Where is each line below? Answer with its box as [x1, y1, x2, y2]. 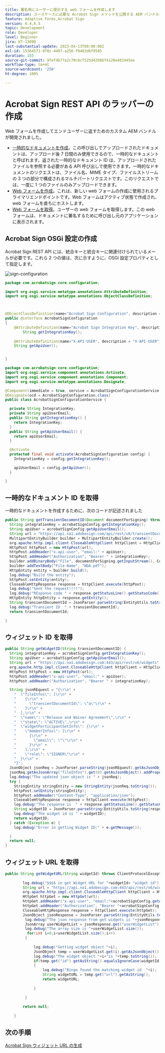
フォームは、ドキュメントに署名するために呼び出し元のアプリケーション [12, 213, 159, 218]
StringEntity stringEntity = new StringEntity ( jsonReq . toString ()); [14, 784, 157, 789]
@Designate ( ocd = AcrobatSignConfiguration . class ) [5, 393, 111, 398]
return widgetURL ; [42, 977, 80, 982]
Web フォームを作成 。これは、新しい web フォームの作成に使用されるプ [12, 188, 159, 194]
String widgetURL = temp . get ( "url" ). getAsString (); [42, 972, 151, 977]
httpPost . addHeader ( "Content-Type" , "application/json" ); [14, 793, 135, 798]
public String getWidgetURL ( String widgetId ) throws [5, 871, 115, 876]
